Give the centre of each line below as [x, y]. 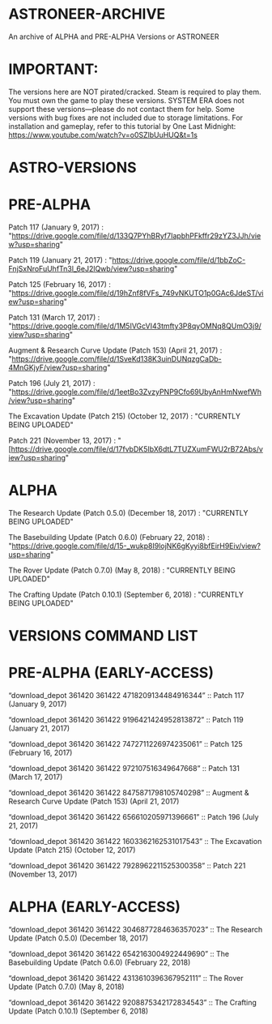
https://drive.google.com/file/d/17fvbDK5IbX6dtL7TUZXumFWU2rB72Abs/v [137, 449]
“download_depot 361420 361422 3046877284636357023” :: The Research [136, 930]
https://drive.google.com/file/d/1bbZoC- [179, 260]
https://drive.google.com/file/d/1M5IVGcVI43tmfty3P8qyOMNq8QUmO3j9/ [136, 326]
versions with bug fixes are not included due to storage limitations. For [126, 118]
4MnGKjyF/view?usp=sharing [58, 367]
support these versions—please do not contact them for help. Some [121, 109]
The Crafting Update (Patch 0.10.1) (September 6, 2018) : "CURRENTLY [126, 594]
